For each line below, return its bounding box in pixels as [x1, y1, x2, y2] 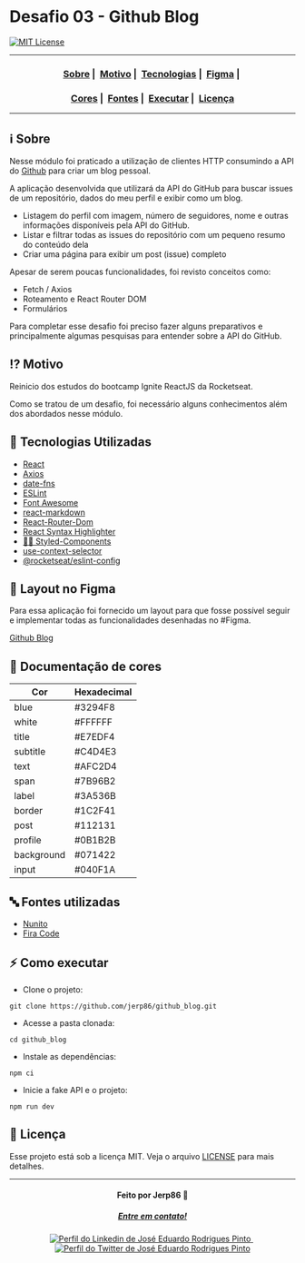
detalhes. [9, 1160, 44, 1171]
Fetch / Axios [22, 283, 73, 294]
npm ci [9, 1069, 34, 1078]
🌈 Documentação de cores [9, 658, 162, 674]
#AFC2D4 [74, 760, 117, 773]
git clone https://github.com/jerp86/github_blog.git [9, 1002, 218, 1011]
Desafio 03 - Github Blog [9, 6, 200, 27]
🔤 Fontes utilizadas [9, 894, 121, 910]
